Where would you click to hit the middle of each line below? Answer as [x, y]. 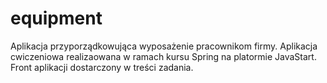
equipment [56, 18]
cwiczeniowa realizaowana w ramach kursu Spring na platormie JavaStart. [163, 56]
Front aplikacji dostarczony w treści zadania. [102, 67]
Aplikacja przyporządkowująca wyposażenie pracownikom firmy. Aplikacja [164, 46]
